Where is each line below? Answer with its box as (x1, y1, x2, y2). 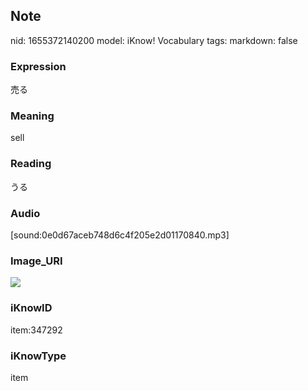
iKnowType (10, 349, 67, 363)
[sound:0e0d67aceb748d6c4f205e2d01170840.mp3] (10, 229, 230, 241)
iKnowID (10, 301, 53, 315)
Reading (10, 157, 52, 171)
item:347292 (10, 324, 63, 336)
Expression (10, 59, 67, 73)
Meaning (10, 109, 55, 123)
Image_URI (10, 254, 63, 268)
